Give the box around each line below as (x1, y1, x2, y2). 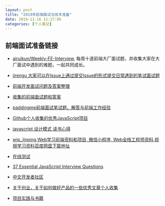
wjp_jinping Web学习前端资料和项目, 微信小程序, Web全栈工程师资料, (12, 137, 155, 143)
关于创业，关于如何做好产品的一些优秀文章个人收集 (12, 184, 118, 191)
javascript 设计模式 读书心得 (12, 126, 71, 132)
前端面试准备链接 (5, 41, 58, 50)
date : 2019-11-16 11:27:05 (5, 17, 62, 22)
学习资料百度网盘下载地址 (17, 143, 70, 149)
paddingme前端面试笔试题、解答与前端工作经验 (12, 105, 111, 111)
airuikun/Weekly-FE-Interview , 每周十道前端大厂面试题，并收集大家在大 (12, 56, 160, 62)
